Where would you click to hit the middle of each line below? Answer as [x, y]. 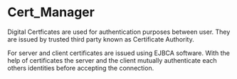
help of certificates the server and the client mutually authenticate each [112, 60]
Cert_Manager [51, 12]
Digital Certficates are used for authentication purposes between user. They [119, 32]
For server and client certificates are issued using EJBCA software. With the [118, 53]
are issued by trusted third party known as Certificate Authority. [101, 39]
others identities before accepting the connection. [81, 68]
